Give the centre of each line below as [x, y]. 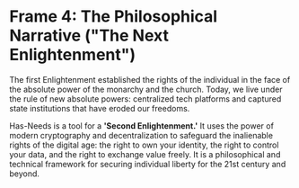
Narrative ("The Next [89, 36]
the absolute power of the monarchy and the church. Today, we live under [146, 89]
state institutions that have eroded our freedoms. [100, 108]
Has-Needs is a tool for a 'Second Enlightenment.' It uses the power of [141, 125]
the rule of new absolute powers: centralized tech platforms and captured [145, 98]
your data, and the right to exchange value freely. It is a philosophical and [145, 154]
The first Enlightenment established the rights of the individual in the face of [150, 79]
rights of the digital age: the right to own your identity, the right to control [144, 145]
